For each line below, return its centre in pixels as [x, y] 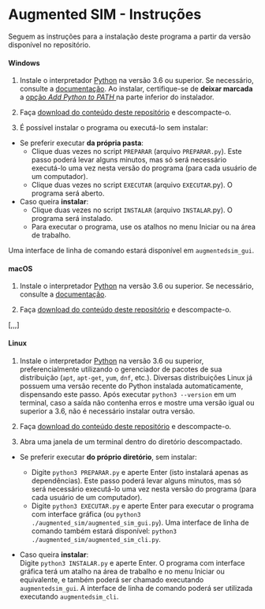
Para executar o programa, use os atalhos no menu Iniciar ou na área [144, 227]
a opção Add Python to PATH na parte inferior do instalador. [117, 97]
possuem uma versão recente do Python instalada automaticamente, [131, 386]
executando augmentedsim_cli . [69, 596]
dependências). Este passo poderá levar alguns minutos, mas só [136, 480]
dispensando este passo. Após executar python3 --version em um [128, 394]
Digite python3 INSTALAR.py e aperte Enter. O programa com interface [132, 562]
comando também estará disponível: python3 [104, 531]
